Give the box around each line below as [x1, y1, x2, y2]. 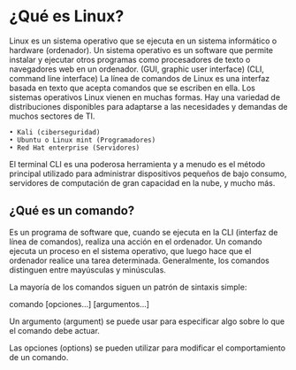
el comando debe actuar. [9, 325, 100, 335]
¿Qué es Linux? [9, 6, 125, 27]
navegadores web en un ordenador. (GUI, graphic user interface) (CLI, [9, 64, 265, 74]
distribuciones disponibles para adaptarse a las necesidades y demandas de [9, 101, 289, 112]
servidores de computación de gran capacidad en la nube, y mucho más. [9, 177, 276, 188]
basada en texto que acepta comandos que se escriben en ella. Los [9, 82, 256, 93]
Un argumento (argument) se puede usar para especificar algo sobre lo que [9, 316, 285, 327]
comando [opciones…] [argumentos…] [9, 298, 150, 309]
